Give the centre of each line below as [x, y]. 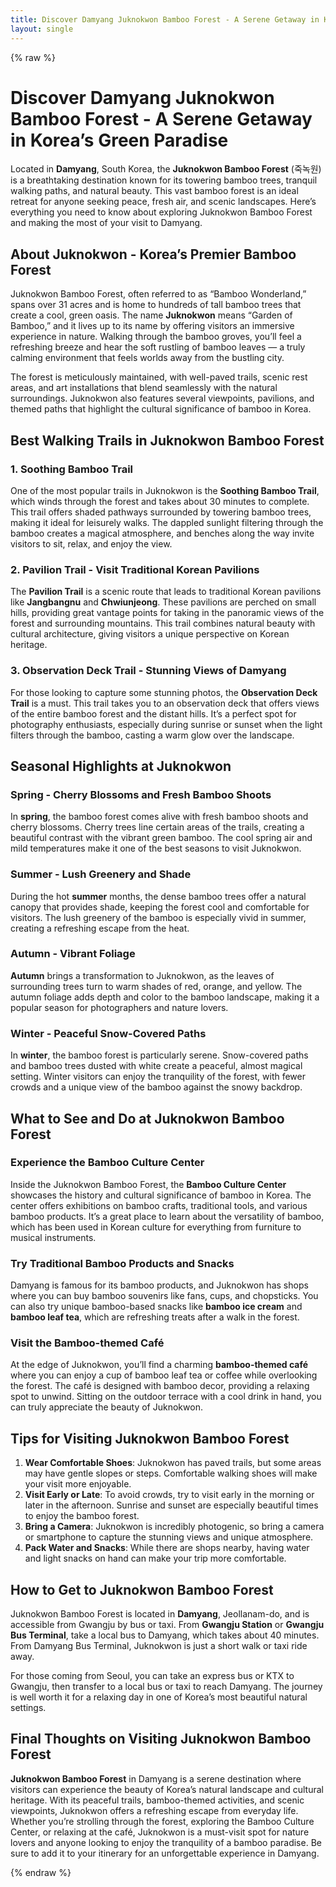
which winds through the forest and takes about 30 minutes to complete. [160, 501]
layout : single [42, 29]
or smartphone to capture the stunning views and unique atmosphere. [169, 1537]
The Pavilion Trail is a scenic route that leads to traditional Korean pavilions [166, 592]
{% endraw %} [41, 1872]
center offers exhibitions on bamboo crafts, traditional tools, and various [159, 1205]
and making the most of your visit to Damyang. [106, 223]
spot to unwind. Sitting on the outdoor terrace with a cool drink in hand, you [166, 1397]
